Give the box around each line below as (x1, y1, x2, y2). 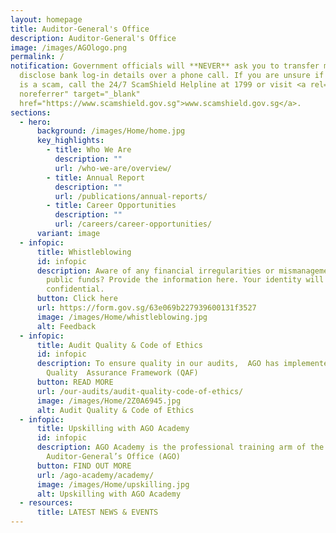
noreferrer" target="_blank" (19, 89, 141, 99)
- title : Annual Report (46, 172, 145, 183)
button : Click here (36, 294, 118, 304)
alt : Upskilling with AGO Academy (36, 489, 182, 499)
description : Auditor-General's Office (10, 33, 177, 43)
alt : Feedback (36, 321, 97, 331)
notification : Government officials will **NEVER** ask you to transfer (10, 61, 320, 71)
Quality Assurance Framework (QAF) (46, 368, 199, 378)
